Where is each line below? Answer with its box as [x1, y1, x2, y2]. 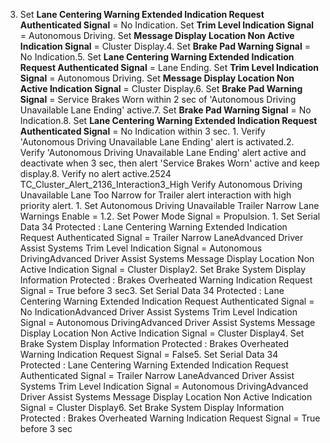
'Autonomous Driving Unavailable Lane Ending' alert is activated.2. [19, 136, 295, 148]
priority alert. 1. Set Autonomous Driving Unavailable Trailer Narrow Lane [19, 200, 320, 211]
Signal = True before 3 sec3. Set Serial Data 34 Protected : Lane [19, 285, 285, 296]
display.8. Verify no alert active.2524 [19, 168, 172, 179]
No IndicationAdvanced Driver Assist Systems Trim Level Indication [19, 306, 298, 318]
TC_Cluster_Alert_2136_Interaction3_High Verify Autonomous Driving [19, 179, 303, 190]
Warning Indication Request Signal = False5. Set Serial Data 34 [19, 349, 279, 360]
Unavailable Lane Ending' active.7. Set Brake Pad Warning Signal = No [19, 104, 312, 116]
